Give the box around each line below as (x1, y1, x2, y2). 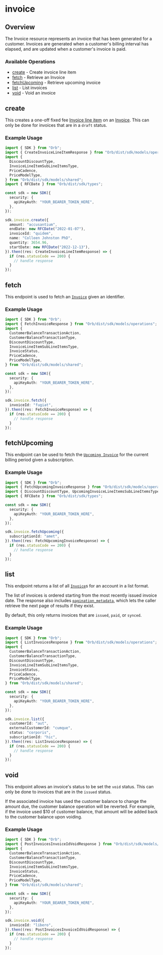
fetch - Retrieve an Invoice (12, 75, 65, 80)
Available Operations (5, 58, 56, 65)
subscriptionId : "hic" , (9, 735, 57, 740)
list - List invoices (12, 85, 48, 91)
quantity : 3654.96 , (9, 240, 49, 245)
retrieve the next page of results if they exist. (5, 603, 95, 609)
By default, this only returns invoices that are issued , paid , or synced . (5, 612, 142, 618)
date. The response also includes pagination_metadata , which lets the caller (5, 598, 156, 604)
